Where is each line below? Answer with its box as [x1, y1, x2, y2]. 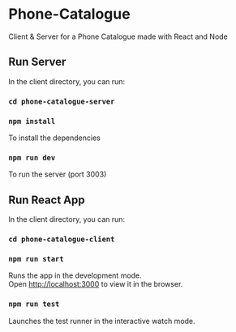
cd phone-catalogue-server [8, 96, 115, 106]
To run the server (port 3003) [8, 169, 107, 179]
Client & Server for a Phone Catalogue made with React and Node [8, 32, 229, 41]
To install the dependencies [8, 133, 101, 143]
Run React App [8, 193, 85, 206]
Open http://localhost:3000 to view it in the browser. [8, 279, 183, 289]
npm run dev [8, 153, 56, 162]
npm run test [8, 300, 60, 309]
